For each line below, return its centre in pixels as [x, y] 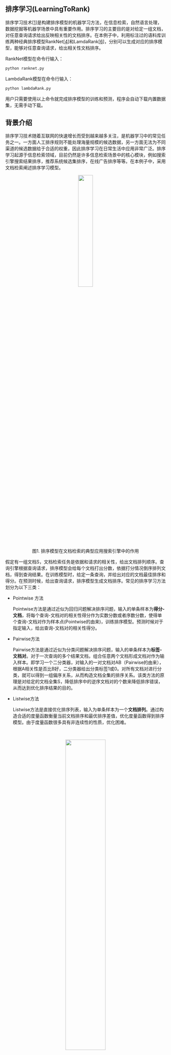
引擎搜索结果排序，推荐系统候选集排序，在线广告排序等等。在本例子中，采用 [85, 161]
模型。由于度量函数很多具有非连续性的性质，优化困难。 [70, 722]
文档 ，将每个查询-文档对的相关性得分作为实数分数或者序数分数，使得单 [87, 615]
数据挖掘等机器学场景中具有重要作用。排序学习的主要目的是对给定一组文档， [85, 29]
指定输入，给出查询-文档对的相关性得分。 [56, 628]
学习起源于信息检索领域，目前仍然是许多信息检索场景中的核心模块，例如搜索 [85, 155]
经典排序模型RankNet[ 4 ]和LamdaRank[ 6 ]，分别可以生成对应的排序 [88, 41]
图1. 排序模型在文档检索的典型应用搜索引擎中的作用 [85, 551]
